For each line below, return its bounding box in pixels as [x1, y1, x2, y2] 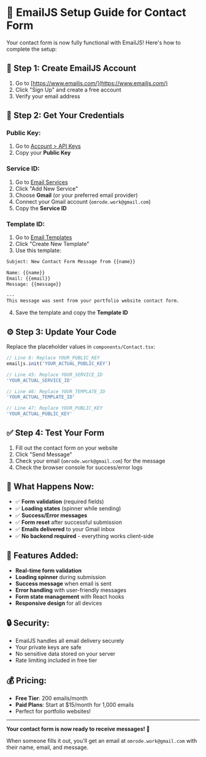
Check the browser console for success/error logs [15, 463, 143, 471]
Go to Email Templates [15, 234, 72, 241]
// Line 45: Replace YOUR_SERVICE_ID [6, 371, 103, 378]
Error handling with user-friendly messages [15, 586, 127, 594]
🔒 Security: [6, 618, 50, 628]
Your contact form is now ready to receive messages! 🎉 [6, 725, 150, 732]
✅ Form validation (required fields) [15, 498, 104, 505]
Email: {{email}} [6, 275, 51, 282]
